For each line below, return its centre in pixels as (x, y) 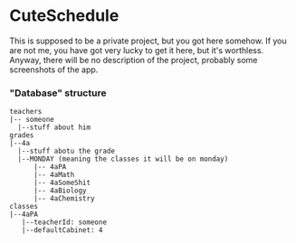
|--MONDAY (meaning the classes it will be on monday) (123, 159)
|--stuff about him (54, 127)
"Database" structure (58, 93)
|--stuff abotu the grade (67, 151)
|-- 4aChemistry (64, 199)
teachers (26, 112)
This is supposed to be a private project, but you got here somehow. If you (148, 41)
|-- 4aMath (54, 175)
